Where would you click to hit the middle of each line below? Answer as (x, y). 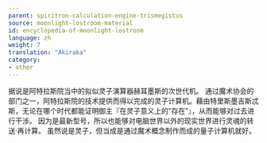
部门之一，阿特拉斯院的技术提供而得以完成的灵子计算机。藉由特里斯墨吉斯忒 (133, 101)
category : (25, 60)
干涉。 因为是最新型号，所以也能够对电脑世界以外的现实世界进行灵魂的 (131, 121)
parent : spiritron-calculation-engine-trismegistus (95, 15)
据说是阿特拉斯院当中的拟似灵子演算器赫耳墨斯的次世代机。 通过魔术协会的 (131, 91)
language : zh (30, 38)
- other (21, 68)
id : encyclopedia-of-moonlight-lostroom (76, 30)
